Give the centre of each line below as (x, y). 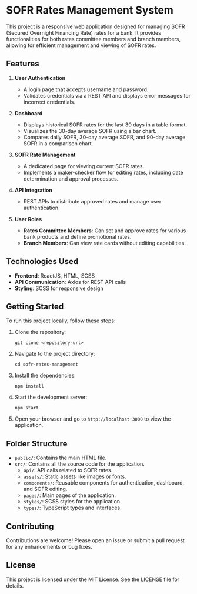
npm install (29, 386)
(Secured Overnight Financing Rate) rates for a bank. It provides (84, 32)
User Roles (28, 219)
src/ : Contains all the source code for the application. (80, 464)
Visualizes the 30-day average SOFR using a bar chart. (90, 131)
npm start (27, 408)
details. (15, 585)
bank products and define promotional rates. (77, 236)
